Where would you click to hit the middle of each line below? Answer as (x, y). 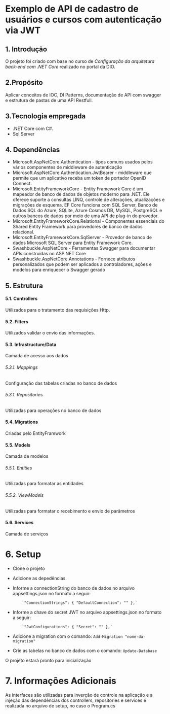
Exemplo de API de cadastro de (72, 9)
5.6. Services (19, 523)
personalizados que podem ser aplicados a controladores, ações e (82, 264)
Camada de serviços (27, 534)
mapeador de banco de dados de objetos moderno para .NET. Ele (81, 194)
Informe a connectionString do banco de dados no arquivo (74, 588)
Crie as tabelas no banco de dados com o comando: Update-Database (85, 651)
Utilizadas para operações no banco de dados (53, 410)
